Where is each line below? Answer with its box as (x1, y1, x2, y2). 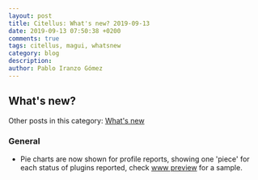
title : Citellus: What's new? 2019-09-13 (8, 19, 150, 27)
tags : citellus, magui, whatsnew (8, 42, 121, 50)
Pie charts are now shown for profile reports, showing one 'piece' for (19, 154, 250, 164)
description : (8, 57, 53, 65)
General (8, 136, 40, 147)
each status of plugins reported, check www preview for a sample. (19, 162, 243, 172)
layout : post (8, 11, 53, 20)
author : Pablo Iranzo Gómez (8, 65, 104, 73)
